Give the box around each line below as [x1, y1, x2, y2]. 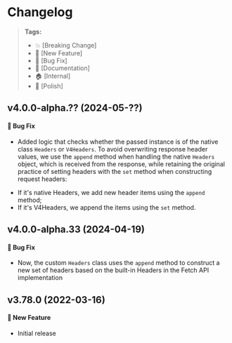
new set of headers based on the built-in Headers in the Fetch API [17, 266, 210, 274]
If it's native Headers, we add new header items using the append [17, 188, 205, 196]
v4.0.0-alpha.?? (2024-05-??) [7, 102, 143, 114]
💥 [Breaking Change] [34, 41, 97, 49]
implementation [17, 274, 63, 282]
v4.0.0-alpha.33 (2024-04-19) [7, 223, 146, 235]
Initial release [17, 329, 56, 337]
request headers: [17, 175, 67, 183]
